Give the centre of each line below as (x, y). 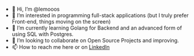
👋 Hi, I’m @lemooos (36, 9)
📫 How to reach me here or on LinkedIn (61, 47)
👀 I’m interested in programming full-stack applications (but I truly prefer (100, 15)
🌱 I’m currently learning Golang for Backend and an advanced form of (97, 28)
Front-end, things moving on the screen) (61, 22)
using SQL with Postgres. (43, 34)
